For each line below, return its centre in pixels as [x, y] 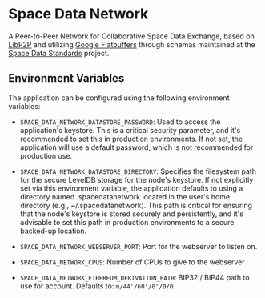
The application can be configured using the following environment [119, 98]
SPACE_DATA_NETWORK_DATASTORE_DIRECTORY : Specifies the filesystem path [138, 171]
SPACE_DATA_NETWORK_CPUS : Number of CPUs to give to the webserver [132, 262]
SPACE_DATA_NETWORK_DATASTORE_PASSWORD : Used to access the [120, 122]
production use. [46, 155]
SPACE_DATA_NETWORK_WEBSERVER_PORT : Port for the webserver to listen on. [139, 246]
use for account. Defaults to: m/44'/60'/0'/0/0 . [98, 286]
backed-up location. [53, 231]
